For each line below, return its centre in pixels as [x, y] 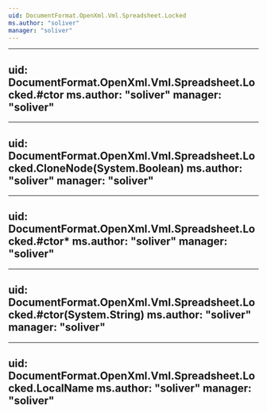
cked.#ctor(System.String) [77, 315]
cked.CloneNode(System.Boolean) [96, 168]
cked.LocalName [51, 389]
